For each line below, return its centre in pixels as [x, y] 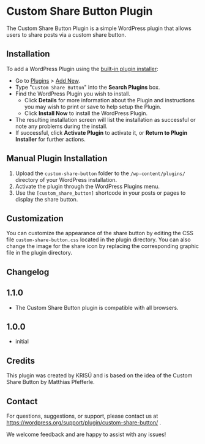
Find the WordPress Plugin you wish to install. [73, 94]
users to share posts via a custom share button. [66, 34]
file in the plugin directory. [39, 253]
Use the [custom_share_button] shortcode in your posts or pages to [100, 193]
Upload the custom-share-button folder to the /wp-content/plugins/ [100, 173]
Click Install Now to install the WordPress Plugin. [86, 113]
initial [22, 342]
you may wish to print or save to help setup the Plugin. [93, 107]
